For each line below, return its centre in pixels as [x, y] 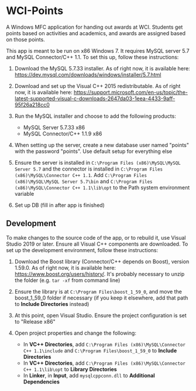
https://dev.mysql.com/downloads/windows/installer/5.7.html [88, 74]
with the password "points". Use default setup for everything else [93, 151]
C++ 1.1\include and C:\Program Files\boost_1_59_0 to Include [100, 351]
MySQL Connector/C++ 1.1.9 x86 [63, 134]
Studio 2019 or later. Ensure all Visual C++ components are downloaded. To [97, 244]
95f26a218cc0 [32, 104]
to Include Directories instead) [52, 304]
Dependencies [42, 382]
